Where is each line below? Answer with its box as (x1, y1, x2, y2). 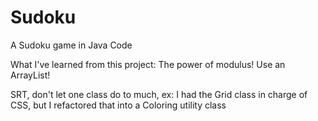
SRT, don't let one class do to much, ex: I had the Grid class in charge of (10, 88, 308, 100)
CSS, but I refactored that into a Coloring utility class (10, 99, 227, 111)
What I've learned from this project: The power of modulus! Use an (10, 58, 286, 70)
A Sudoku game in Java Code (10, 39, 133, 51)
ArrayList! (10, 69, 51, 81)
